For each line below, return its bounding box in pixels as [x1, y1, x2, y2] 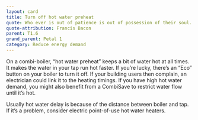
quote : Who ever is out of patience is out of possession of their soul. [6, 20, 193, 25]
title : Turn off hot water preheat [6, 14, 94, 20]
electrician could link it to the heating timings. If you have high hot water [6, 76, 183, 83]
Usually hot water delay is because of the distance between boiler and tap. [6, 100, 189, 108]
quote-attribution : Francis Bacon [6, 25, 92, 31]
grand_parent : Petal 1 [6, 36, 62, 42]
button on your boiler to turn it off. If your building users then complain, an [6, 70, 187, 77]
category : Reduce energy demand [6, 42, 86, 48]
